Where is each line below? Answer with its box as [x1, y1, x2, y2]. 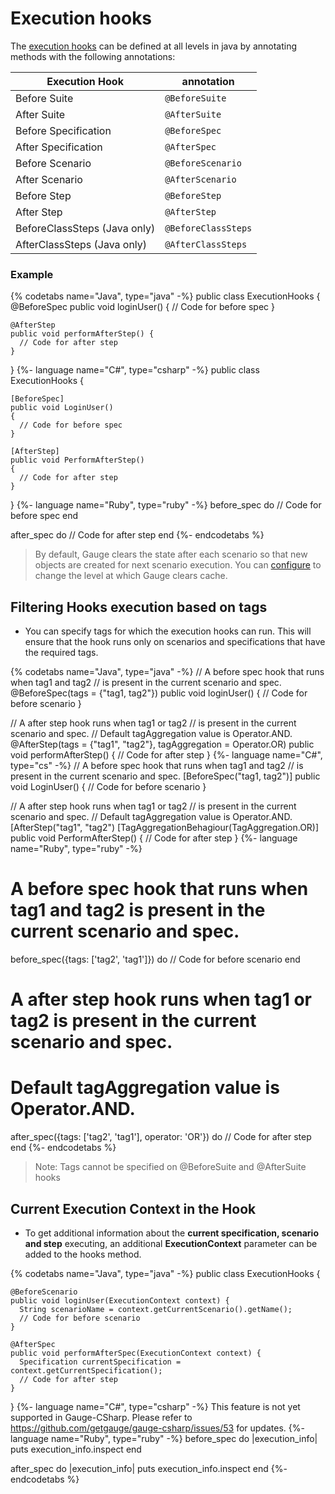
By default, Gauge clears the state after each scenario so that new [34, 548, 308, 561]
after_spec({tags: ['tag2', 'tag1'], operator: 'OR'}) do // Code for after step [10, 1131, 312, 1143]
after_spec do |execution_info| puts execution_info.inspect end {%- [10, 1462, 288, 1474]
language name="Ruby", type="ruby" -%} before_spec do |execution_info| [10, 1432, 318, 1444]
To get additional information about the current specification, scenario [24, 1227, 319, 1239]
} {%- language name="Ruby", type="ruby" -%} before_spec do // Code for [10, 499, 322, 511]
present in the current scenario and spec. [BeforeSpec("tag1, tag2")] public [10, 770, 321, 782]
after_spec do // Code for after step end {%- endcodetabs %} [10, 529, 265, 541]
